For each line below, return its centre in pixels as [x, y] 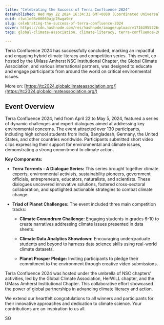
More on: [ [15, 86]
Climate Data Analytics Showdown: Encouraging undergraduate [85, 238]
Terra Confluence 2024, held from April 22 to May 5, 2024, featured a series [82, 118]
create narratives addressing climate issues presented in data [81, 224]
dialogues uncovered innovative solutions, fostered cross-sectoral [79, 184]
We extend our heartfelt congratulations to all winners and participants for [79, 298]
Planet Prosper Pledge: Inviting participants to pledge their [79, 258]
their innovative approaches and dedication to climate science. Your [73, 303]
